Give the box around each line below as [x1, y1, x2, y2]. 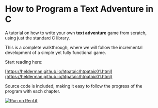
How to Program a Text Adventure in [5, 3, 154, 15]
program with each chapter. [5, 88, 61, 94]
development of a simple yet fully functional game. [5, 50, 107, 55]
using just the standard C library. [5, 35, 70, 41]
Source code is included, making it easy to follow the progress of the [5, 83, 142, 89]
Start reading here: [5, 59, 43, 65]
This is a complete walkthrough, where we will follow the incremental [5, 44, 143, 50]
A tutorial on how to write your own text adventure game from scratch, [5, 30, 147, 36]
